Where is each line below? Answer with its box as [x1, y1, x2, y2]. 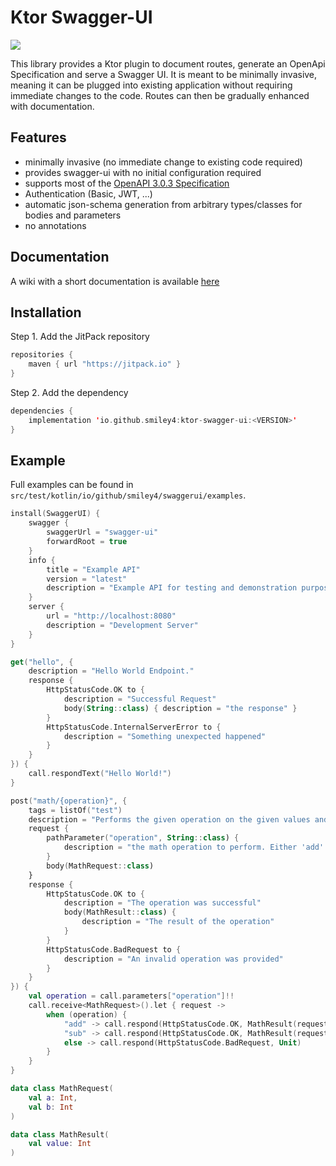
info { [28, 555, 56, 565]
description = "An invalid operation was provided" [63, 954, 284, 964]
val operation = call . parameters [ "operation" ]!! [28, 991, 235, 1001]
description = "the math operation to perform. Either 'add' [63, 842, 325, 853]
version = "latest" [46, 574, 128, 584]
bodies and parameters [24, 209, 122, 221]
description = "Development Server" [46, 620, 199, 630]
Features [10, 129, 67, 146]
